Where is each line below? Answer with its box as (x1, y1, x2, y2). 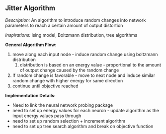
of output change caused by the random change (19, 67, 119, 73)
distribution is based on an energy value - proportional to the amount (19, 62, 162, 67)
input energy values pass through (12, 113, 82, 119)
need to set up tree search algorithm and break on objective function (12, 123, 154, 129)
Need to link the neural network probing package (12, 102, 113, 108)
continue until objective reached (12, 83, 79, 89)
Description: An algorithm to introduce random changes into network (5, 17, 146, 23)
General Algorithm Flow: (5, 42, 57, 48)
